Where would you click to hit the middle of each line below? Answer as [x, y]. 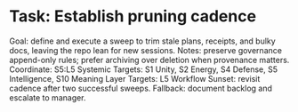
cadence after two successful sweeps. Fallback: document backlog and [141, 88]
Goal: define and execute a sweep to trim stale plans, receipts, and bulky [142, 41]
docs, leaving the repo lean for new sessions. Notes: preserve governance [146, 50]
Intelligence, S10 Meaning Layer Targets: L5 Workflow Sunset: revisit [135, 78]
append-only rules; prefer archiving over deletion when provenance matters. [149, 60]
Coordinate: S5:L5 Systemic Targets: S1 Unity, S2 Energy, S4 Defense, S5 [144, 69]
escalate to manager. [48, 97]
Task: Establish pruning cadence [133, 16]
